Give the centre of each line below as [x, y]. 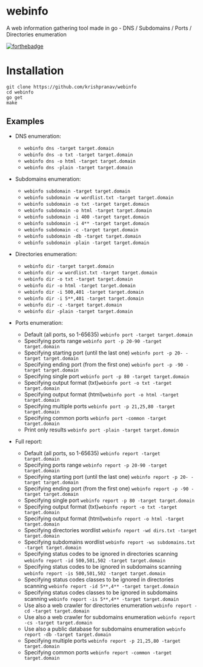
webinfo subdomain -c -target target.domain [81, 230]
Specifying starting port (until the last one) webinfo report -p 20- [106, 476]
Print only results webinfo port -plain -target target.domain [101, 430]
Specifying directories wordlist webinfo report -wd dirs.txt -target [110, 530]
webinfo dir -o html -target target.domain [80, 286]
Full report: [28, 441]
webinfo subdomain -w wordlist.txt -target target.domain [99, 198]
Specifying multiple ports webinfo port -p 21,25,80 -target [100, 406]
